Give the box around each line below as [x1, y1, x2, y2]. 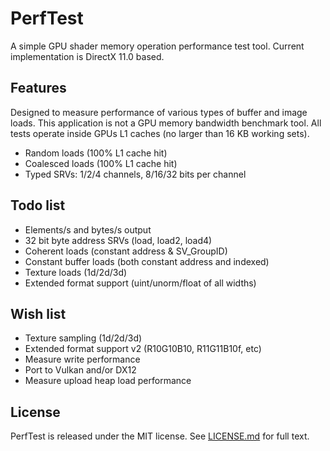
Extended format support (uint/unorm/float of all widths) [24, 277, 257, 289]
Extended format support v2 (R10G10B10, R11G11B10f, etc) [24, 343, 262, 355]
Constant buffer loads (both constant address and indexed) [24, 255, 270, 267]
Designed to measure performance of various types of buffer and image [10, 106, 308, 118]
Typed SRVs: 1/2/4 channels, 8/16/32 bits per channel [24, 168, 247, 180]
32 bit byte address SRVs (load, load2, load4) [24, 234, 213, 246]
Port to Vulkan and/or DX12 [24, 364, 137, 376]
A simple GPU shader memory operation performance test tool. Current [10, 40, 305, 52]
